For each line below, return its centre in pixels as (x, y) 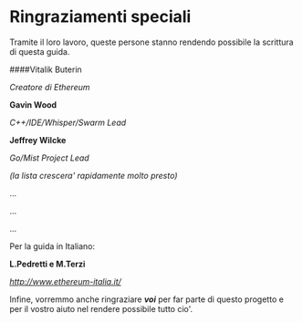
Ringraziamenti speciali (100, 17)
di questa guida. (40, 51)
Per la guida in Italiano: (52, 246)
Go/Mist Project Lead (49, 158)
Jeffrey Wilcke (38, 140)
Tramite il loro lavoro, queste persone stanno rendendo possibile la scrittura (151, 42)
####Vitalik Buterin (46, 69)
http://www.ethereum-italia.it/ (65, 281)
